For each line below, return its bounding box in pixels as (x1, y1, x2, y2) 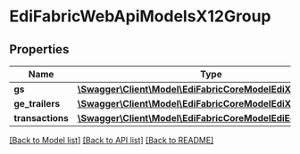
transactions (13, 112, 69, 124)
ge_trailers (13, 98, 61, 109)
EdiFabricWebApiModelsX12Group (9, 6, 271, 27)
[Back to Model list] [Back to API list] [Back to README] (9, 135, 214, 145)
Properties (9, 42, 70, 57)
